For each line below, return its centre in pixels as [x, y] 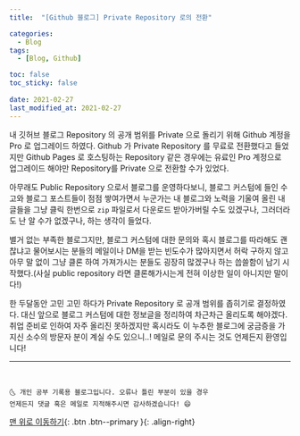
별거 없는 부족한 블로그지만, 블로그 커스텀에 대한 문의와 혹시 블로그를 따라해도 [144, 239]
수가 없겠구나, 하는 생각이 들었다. [94, 221]
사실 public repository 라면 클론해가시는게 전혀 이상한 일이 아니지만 [154, 272]
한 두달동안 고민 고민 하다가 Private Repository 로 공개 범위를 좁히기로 [132, 303]
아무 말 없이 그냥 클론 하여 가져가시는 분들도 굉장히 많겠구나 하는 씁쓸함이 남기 [145, 262]
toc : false [29, 75]
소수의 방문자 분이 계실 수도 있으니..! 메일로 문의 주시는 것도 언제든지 [144, 337]
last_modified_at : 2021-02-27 [66, 108]
